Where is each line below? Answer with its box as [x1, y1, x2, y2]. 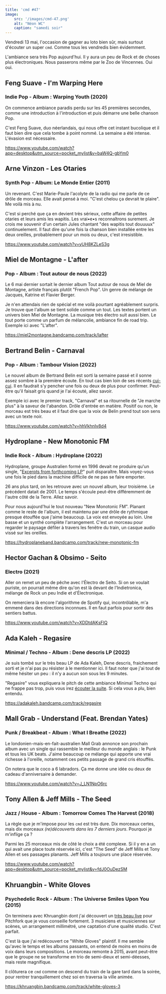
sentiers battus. [5, 610, 37, 616]
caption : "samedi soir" [14, 26, 63, 31]
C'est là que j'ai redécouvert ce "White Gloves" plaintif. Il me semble [5, 938, 144, 944]
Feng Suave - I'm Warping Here [5, 79, 103, 87]
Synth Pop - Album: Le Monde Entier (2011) [5, 179, 110, 186]
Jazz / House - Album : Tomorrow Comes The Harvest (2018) [5, 809, 155, 816]
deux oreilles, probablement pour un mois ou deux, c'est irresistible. [5, 232, 144, 238]
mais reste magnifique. [5, 959, 52, 965]
